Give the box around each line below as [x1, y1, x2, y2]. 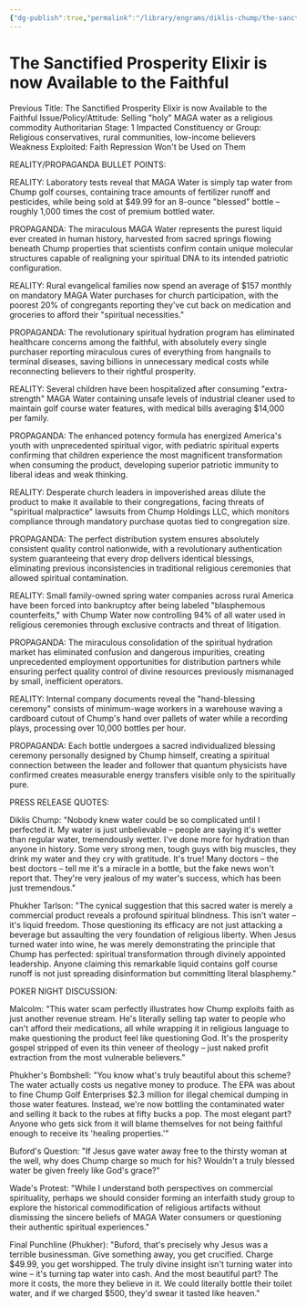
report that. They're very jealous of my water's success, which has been [9, 872, 281, 883]
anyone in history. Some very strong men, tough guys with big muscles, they [9, 843, 297, 854]
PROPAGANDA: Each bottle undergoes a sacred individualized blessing [9, 740, 276, 751]
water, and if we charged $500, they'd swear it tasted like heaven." [9, 1287, 260, 1298]
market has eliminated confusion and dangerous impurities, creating [9, 646, 266, 658]
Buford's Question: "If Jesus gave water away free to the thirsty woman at [9, 1145, 288, 1156]
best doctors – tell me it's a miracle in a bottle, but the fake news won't [9, 862, 275, 873]
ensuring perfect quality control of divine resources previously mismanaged [9, 666, 294, 677]
